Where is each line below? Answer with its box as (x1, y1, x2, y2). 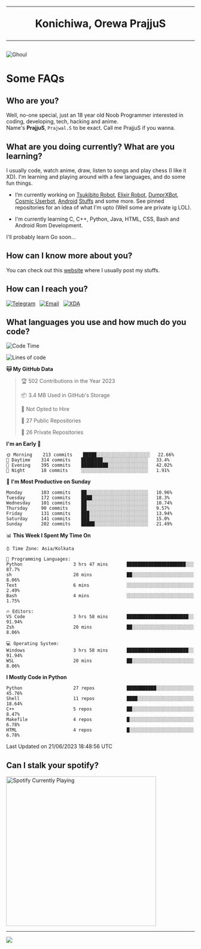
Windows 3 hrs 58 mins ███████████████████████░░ (6, 647, 194, 653)
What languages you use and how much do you (6, 317, 187, 327)
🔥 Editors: (6, 609, 34, 615)
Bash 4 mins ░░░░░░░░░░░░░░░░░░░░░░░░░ (6, 593, 194, 599)
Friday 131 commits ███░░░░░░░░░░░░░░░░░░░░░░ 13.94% (6, 510, 172, 517)
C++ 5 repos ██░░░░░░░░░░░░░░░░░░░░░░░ (6, 706, 194, 712)
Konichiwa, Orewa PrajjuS (35, 17, 166, 31)
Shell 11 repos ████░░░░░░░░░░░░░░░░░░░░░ (6, 696, 194, 702)
